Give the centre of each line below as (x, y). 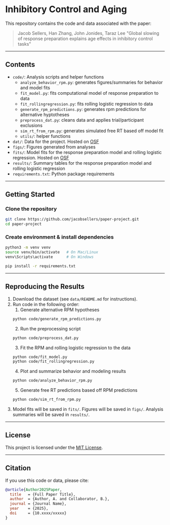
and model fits (35, 88)
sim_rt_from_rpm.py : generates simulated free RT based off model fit (92, 131)
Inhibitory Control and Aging (66, 9)
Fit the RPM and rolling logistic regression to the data (75, 348)
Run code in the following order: (46, 304)
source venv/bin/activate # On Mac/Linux (52, 252)
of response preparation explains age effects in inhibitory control (85, 39)
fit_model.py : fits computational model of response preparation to (89, 93)
